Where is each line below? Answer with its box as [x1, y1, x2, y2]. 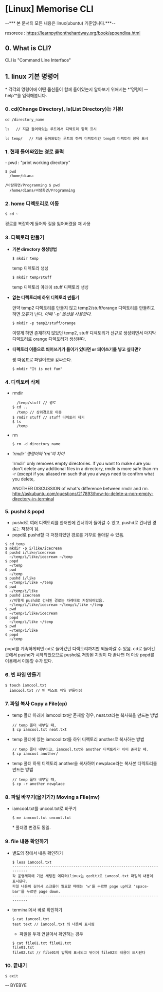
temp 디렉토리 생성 [12, 265, 49, 271]
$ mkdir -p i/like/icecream [5, 546, 62, 551]
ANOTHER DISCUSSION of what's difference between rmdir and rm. [12, 486, 149, 492]
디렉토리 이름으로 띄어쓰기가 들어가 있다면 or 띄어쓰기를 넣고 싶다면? [12, 346, 141, 352]
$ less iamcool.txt [12, 860, 52, 865]
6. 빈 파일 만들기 [5, 671, 41, 678]
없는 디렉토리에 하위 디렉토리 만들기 [12, 294, 79, 300]
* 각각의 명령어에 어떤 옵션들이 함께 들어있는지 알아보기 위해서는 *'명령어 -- [5, 86, 148, 92]
